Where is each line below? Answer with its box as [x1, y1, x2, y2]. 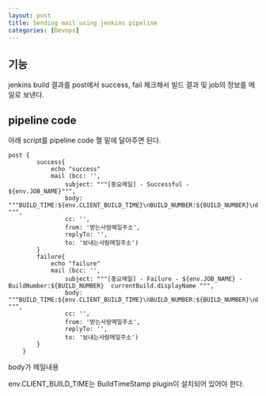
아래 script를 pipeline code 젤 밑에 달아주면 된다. [8, 135, 161, 145]
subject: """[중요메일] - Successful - [64, 181, 190, 188]
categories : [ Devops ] [8, 26, 80, 34]
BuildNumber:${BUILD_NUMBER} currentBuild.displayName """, [8, 282, 215, 290]
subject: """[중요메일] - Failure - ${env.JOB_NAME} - [64, 275, 243, 283]
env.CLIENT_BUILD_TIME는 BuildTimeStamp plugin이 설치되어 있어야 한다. [8, 379, 245, 388]
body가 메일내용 [8, 362, 59, 371]
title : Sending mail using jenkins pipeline [8, 19, 158, 27]
